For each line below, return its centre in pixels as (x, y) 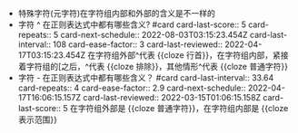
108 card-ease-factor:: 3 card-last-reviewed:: (138, 44)
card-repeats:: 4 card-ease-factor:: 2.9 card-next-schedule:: (132, 88)
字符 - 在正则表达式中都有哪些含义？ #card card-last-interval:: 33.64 (146, 78)
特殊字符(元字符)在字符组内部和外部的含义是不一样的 (117, 13)
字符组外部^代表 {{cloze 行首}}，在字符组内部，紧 (188, 55)
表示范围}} (37, 119)
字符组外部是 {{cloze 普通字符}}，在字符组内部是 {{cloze (183, 108)
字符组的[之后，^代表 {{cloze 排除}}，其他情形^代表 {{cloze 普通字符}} (157, 66)
